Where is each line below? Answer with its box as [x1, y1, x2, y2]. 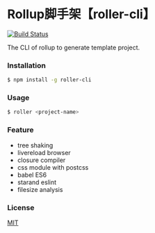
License [7, 202, 35, 212]
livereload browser [17, 148, 71, 156]
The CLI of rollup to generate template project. [7, 43, 140, 51]
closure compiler [17, 156, 66, 164]
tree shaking [17, 140, 54, 150]
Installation [7, 61, 47, 70]
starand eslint [17, 178, 57, 186]
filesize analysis [17, 185, 63, 193]
